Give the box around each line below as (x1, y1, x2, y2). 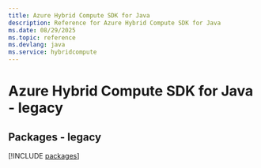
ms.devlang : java (8, 41, 66, 49)
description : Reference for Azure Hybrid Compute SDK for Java (8, 19, 221, 27)
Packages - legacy (8, 130, 101, 144)
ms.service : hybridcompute (8, 48, 97, 56)
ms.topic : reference (8, 33, 77, 42)
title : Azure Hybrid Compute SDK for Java (8, 11, 150, 20)
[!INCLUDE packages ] (8, 151, 80, 160)
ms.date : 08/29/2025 (8, 26, 77, 34)
